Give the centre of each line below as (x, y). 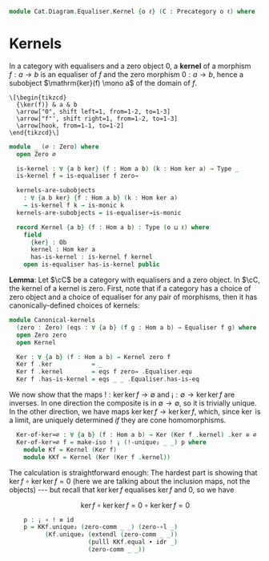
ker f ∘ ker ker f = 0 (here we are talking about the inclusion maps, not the (130, 481)
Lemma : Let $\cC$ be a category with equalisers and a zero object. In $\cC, (135, 280)
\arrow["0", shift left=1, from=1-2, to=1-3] (94, 111)
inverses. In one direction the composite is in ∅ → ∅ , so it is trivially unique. (133, 403)
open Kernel (36, 342)
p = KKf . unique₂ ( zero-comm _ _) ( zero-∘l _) (101, 527)
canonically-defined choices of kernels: (74, 305)
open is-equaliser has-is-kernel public (92, 264)
